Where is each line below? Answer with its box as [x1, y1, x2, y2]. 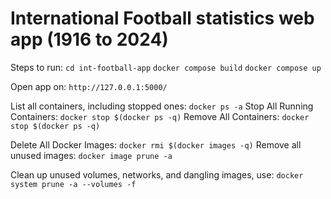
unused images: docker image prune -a [10, 149, 173, 161]
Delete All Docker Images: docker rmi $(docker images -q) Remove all [10, 138, 302, 151]
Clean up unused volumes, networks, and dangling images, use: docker [10, 168, 304, 181]
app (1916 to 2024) [10, 28, 169, 51]
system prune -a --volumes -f [10, 179, 137, 189]
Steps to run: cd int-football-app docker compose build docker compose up [10, 61, 322, 73]
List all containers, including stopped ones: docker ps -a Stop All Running [10, 100, 314, 112]
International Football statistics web [10, 7, 315, 30]
